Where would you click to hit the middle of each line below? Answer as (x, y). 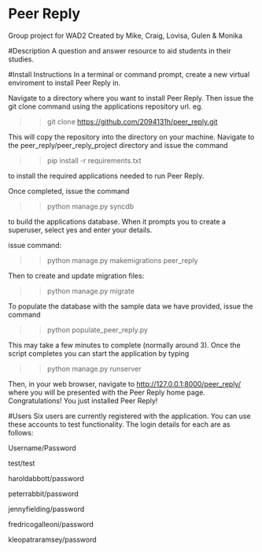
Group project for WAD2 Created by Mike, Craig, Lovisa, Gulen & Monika (125, 35)
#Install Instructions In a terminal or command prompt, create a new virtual (129, 74)
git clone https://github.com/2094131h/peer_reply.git (132, 121)
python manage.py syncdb (90, 206)
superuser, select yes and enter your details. (80, 230)
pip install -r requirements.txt (94, 160)
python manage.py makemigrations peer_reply (122, 260)
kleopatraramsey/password (52, 539)
